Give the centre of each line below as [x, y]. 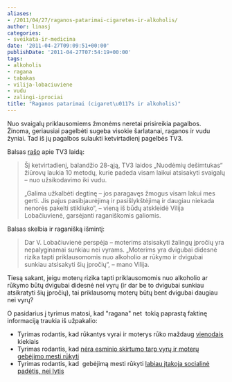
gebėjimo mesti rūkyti [48, 356]
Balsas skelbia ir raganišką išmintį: [56, 229]
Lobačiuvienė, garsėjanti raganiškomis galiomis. [92, 215]
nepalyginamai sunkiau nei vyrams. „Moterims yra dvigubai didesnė [121, 250]
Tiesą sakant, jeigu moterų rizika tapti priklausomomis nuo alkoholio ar [108, 277]
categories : [24, 33]
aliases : [20, 14]
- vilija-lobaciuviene [40, 85]
